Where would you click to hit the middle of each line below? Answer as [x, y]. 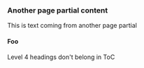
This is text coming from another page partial [72, 26]
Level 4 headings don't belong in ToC [61, 57]
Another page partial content [58, 10]
